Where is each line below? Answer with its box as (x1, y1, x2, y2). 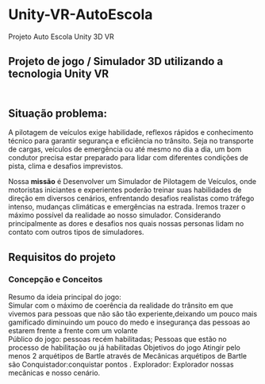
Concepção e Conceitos (8, 274, 103, 285)
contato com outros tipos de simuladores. (8, 228, 144, 237)
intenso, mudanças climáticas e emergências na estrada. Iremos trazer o (8, 202, 246, 212)
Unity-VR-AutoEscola (8, 6, 153, 24)
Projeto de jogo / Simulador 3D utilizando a (8, 55, 224, 68)
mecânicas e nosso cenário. (8, 367, 101, 378)
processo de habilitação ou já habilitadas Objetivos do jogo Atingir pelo (8, 343, 240, 352)
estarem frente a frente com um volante (8, 325, 138, 335)
